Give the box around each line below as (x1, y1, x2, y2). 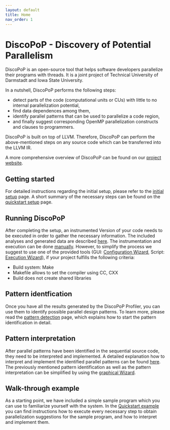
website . (5, 160, 23, 166)
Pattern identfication (5, 290, 72, 298)
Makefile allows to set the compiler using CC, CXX (12, 269, 119, 275)
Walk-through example (5, 384, 80, 392)
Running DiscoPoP (5, 214, 65, 222)
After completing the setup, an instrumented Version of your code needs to (5, 227, 163, 233)
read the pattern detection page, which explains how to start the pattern (5, 314, 156, 320)
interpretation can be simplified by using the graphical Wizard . (5, 369, 136, 376)
